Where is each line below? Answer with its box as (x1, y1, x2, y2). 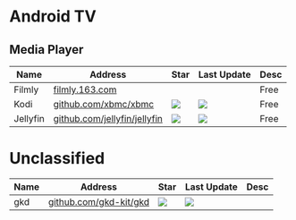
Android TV (9, 6, 97, 27)
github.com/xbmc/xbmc (53, 98, 155, 110)
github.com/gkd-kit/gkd (47, 195, 150, 207)
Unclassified (9, 148, 106, 169)
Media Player (9, 42, 84, 57)
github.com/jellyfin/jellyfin (53, 113, 163, 124)
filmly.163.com (53, 83, 117, 96)
